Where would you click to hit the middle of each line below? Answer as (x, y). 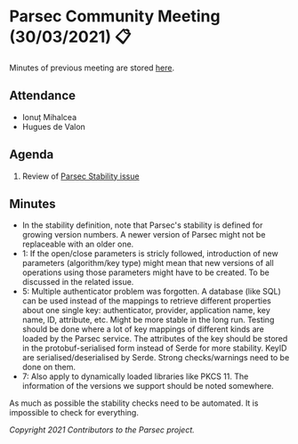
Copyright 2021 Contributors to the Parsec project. (102, 430)
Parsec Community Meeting (115, 16)
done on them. (49, 367)
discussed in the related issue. (78, 282)
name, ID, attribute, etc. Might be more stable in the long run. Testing (148, 320)
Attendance (43, 96)
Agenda (32, 154)
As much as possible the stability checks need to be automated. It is (134, 403)
